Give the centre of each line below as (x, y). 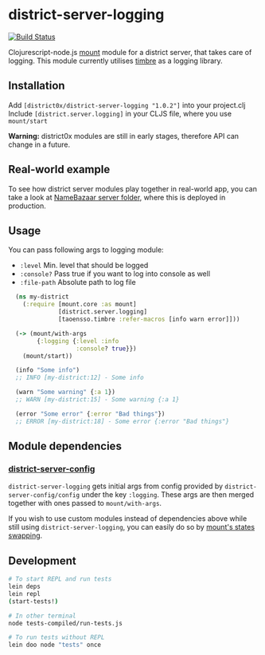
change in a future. (39, 144)
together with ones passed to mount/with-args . (85, 503)
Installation (37, 86)
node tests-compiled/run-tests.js (66, 623)
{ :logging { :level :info (78, 341)
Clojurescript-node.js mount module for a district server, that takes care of (130, 52)
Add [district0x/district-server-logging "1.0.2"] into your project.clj (127, 105)
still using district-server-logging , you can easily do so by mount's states (132, 527)
